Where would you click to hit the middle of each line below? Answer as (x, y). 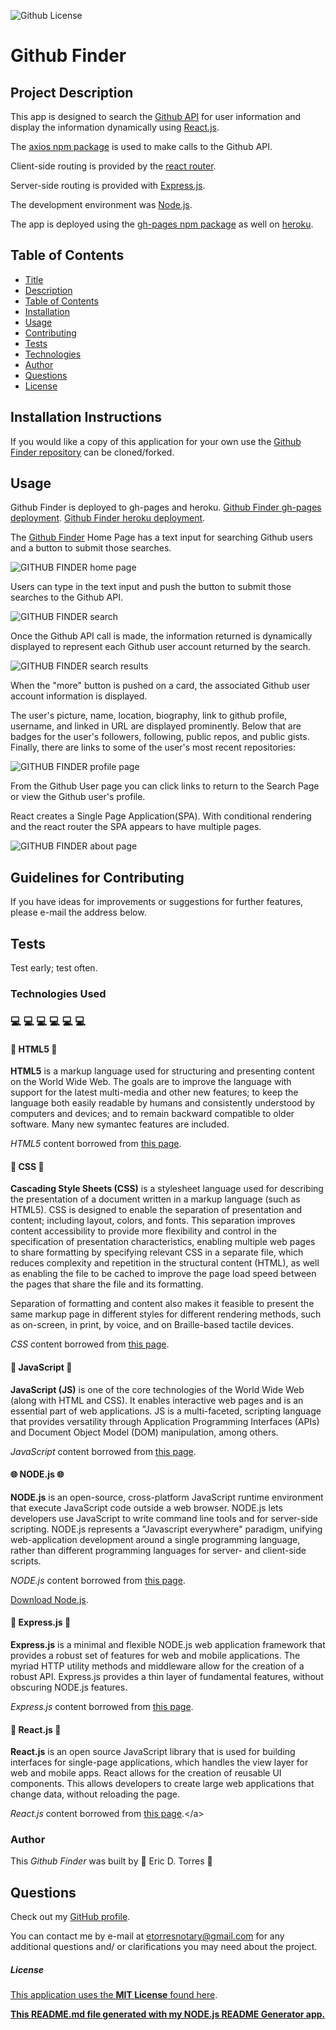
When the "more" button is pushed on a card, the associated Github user (160, 686)
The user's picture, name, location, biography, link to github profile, (149, 716)
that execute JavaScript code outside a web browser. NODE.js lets (146, 1507)
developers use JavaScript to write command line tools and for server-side (164, 1518)
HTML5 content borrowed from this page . (96, 1144)
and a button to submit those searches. (91, 548)
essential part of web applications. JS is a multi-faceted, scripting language (166, 1411)
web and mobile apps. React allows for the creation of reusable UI (146, 1773)
